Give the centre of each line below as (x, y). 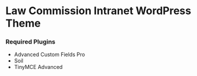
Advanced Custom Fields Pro (50, 55)
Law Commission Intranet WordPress (98, 11)
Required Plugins (30, 42)
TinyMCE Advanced (38, 67)
